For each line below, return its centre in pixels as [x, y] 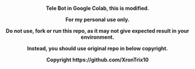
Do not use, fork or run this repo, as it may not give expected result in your [97, 31]
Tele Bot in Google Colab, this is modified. [97, 8]
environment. [97, 37]
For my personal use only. [97, 20]
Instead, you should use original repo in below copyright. [97, 48]
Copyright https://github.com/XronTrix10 [97, 60]
